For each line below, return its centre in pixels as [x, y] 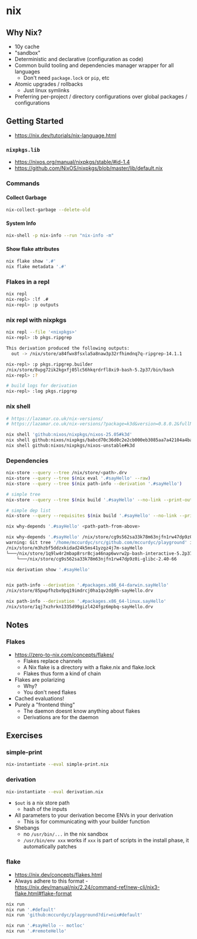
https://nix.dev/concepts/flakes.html [58, 874]
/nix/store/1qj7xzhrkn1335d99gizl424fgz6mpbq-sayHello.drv [80, 607]
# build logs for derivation [42, 386]
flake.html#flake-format [43, 893]
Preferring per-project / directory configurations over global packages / [101, 96]
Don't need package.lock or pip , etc [66, 78]
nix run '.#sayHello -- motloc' [45, 926]
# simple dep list [28, 510]
